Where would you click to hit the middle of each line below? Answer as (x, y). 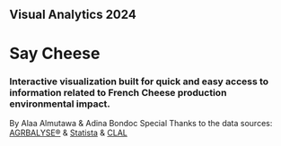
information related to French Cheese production (118, 92)
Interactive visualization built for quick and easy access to (139, 82)
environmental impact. (60, 104)
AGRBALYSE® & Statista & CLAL (69, 133)
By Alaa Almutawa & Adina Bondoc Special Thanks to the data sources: (141, 123)
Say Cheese (55, 53)
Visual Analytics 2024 (73, 15)
